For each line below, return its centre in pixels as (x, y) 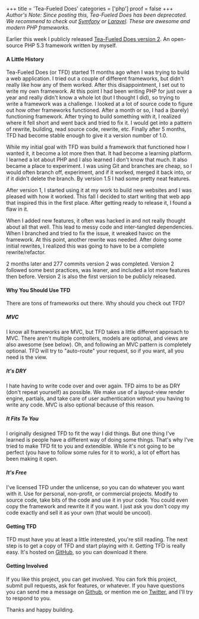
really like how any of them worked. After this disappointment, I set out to (96, 85)
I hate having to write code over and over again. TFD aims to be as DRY (93, 386)
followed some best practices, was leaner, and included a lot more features (98, 270)
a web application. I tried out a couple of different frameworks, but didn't (95, 79)
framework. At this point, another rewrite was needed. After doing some (94, 240)
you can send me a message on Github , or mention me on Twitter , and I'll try (99, 592)
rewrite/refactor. (26, 252)
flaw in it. (17, 209)
